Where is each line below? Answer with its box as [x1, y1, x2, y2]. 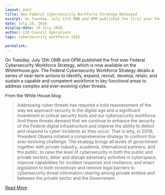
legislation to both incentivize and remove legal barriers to [17, 165, 135, 170]
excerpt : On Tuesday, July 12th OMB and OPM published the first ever [5, 16, 153, 21]
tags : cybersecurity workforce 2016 [5, 35, 80, 40]
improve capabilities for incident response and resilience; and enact [17, 159, 155, 165]
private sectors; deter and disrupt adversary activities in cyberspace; [17, 154, 157, 160]
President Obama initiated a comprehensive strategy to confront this [17, 133, 156, 139]
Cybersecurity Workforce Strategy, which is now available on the [5, 62, 137, 68]
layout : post [5, 7, 32, 12]
